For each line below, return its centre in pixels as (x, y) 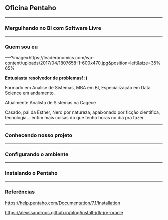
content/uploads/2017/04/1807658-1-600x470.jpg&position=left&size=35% (83, 63)
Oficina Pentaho (31, 8)
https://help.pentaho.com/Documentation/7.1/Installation (63, 203)
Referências (20, 192)
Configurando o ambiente (37, 154)
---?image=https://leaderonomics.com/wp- (50, 58)
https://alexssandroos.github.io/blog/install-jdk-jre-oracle (64, 212)
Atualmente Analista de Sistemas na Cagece (51, 103)
